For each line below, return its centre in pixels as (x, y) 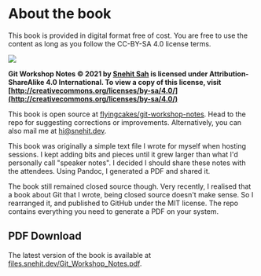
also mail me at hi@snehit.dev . (57, 131)
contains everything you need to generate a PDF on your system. (114, 211)
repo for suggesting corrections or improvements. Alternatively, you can (125, 122)
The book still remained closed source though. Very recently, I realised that (130, 186)
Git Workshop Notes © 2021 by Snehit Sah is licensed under (108, 74)
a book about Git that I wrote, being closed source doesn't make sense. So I (131, 194)
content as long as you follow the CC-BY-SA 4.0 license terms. (110, 43)
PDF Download (45, 236)
